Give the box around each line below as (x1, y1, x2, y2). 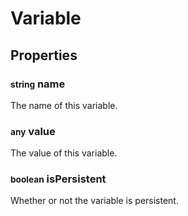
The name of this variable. (10, 99, 118, 111)
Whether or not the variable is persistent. (10, 195, 179, 207)
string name (10, 77, 66, 91)
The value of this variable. (10, 147, 118, 159)
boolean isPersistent (10, 172, 107, 186)
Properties (10, 47, 78, 64)
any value (10, 124, 56, 138)
